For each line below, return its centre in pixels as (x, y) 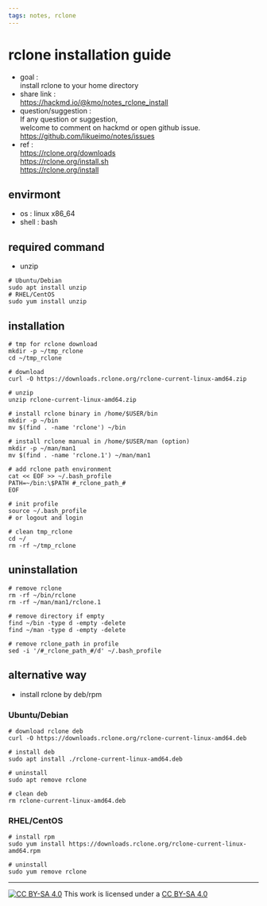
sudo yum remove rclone (48, 872)
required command (56, 247)
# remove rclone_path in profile (64, 644)
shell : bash (39, 222)
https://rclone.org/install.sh (64, 161)
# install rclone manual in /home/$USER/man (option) (99, 441)
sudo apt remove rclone (48, 780)
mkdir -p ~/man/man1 (43, 449)
